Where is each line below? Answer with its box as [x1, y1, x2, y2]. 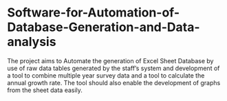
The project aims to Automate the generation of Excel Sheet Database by [7, 56, 214, 65]
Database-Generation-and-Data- [7, 19, 201, 35]
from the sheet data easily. [7, 86, 83, 94]
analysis [7, 34, 56, 49]
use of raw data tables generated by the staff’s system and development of [7, 64, 220, 72]
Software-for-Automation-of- [7, 5, 180, 21]
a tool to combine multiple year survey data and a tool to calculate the [7, 71, 205, 80]
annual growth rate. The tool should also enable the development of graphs [7, 78, 221, 87]
